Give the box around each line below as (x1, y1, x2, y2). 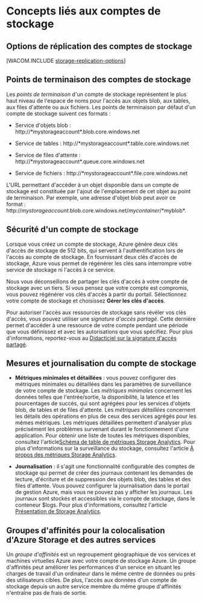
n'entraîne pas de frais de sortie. (6, 589, 87, 597)
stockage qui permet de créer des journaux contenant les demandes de (14, 469, 194, 476)
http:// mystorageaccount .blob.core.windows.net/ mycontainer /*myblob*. (6, 207, 186, 214)
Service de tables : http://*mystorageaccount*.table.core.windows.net (14, 139, 189, 147)
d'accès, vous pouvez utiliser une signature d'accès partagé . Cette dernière (6, 315, 196, 322)
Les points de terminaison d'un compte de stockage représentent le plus (6, 91, 187, 98)
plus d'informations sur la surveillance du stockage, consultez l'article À (14, 445, 194, 452)
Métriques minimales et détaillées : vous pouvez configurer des (14, 374, 176, 382)
